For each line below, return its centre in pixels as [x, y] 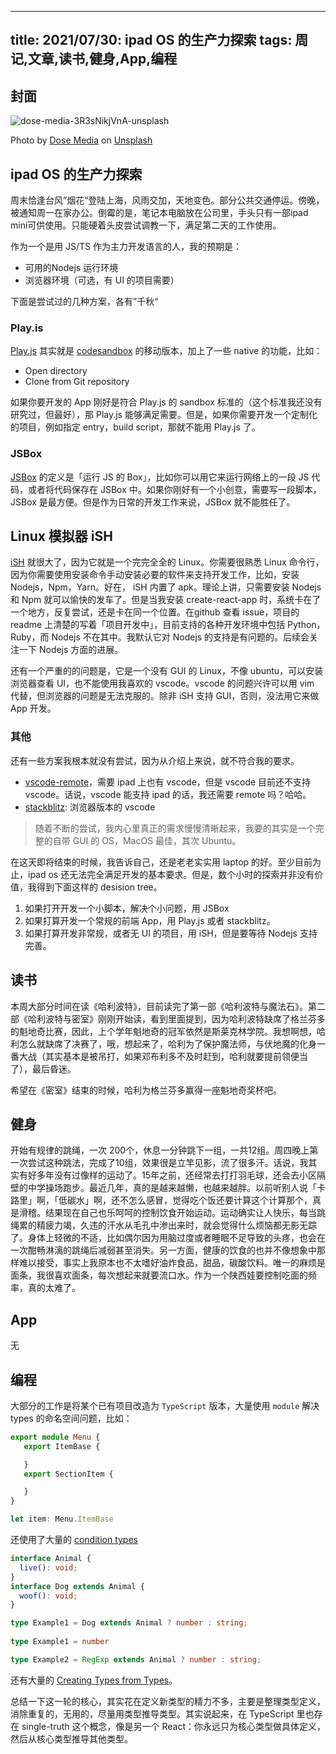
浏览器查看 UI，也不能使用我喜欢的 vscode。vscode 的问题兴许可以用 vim [162, 683]
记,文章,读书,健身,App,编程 [94, 59]
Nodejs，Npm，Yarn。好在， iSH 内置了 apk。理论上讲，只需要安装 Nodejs [166, 587]
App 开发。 [33, 708]
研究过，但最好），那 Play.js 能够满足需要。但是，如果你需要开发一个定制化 [164, 415]
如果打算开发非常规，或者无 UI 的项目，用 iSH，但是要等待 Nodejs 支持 [171, 933]
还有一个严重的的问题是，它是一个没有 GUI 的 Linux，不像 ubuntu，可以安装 [167, 671]
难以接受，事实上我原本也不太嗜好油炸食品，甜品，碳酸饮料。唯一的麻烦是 [172, 1263]
